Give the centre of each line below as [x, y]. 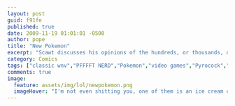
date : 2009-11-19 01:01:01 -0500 [56, 33]
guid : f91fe [24, 20]
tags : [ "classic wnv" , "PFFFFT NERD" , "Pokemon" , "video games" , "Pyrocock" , [117, 66]
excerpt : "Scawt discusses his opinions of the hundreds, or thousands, [115, 53]
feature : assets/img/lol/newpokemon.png [73, 85]
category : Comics [33, 59]
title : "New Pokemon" [39, 46]
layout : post [26, 14]
